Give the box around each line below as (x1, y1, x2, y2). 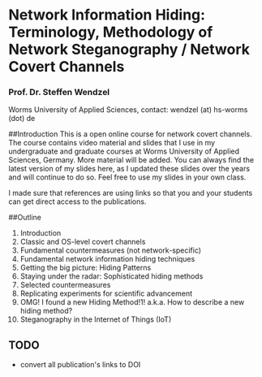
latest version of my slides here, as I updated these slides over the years (8, 164, 250, 174)
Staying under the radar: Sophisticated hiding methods (19, 271, 204, 281)
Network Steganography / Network (8, 41, 250, 58)
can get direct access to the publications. (8, 197, 147, 206)
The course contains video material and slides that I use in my (8, 138, 216, 148)
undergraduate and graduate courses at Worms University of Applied (8, 146, 240, 156)
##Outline (8, 213, 42, 223)
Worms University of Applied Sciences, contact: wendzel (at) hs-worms (8, 105, 248, 115)
